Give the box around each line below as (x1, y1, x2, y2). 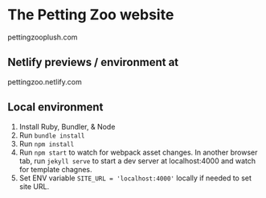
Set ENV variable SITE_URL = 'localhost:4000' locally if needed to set (18, 173, 252, 183)
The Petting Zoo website (7, 6, 174, 24)
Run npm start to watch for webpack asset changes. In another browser (18, 147, 258, 157)
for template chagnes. (18, 164, 92, 174)
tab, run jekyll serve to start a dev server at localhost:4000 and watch (18, 155, 256, 166)
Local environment (7, 101, 104, 114)
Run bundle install (18, 130, 85, 140)
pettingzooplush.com (7, 32, 78, 42)
